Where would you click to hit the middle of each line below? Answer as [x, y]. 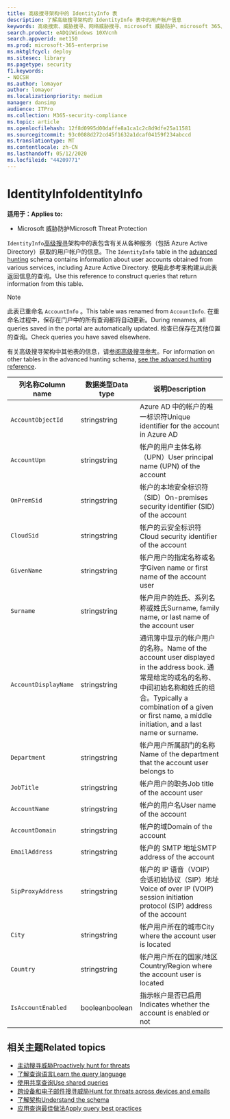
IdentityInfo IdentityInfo [75, 194]
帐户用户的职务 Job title [177, 784]
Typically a [171, 698]
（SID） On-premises [174, 497]
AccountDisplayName [42, 684]
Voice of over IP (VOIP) [177, 889]
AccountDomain [34, 830]
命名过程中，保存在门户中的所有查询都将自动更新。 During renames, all [106, 320]
